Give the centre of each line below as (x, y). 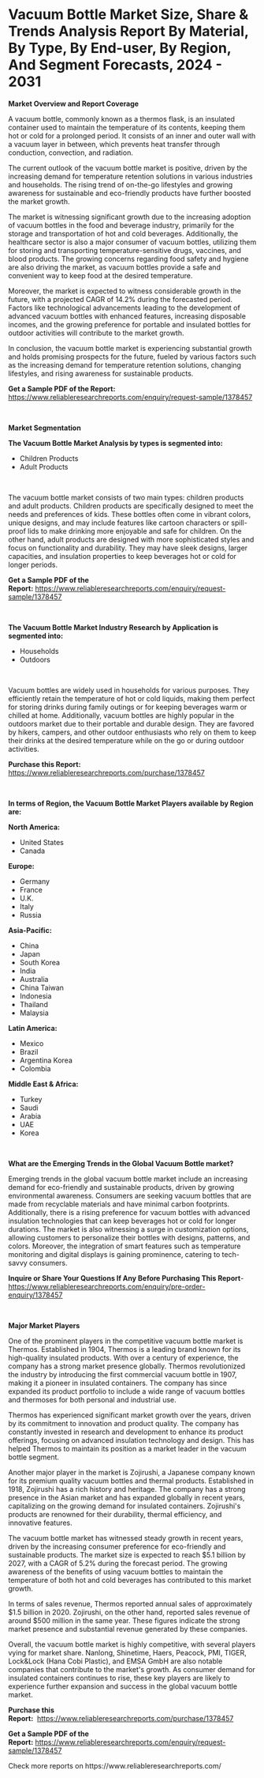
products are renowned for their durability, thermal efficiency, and (115, 1514)
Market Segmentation (45, 428)
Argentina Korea (46, 1060)
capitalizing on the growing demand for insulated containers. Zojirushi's (125, 1506)
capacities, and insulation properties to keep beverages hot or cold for (122, 556)
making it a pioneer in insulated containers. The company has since (117, 1383)
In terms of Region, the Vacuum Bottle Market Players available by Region (131, 803)
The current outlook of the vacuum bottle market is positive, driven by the (128, 168)
